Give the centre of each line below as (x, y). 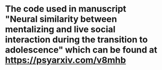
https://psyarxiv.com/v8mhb (66, 60)
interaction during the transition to (76, 40)
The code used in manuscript (66, 9)
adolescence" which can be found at (81, 50)
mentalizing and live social (60, 29)
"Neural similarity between (61, 19)
